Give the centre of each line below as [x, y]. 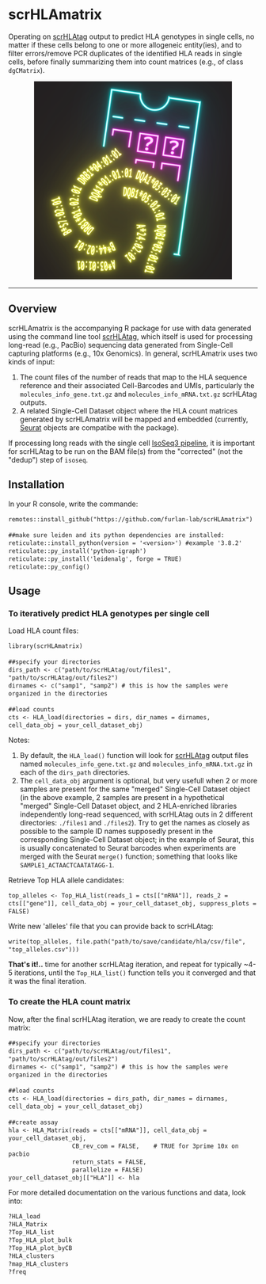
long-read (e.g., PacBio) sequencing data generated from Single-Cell [121, 345]
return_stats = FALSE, [109, 1162]
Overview [33, 309]
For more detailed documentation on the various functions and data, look [127, 1192]
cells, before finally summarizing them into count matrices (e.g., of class [126, 62]
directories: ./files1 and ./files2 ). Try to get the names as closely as [135, 823]
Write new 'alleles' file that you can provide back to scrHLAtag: [111, 926]
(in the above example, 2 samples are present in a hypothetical [122, 798]
